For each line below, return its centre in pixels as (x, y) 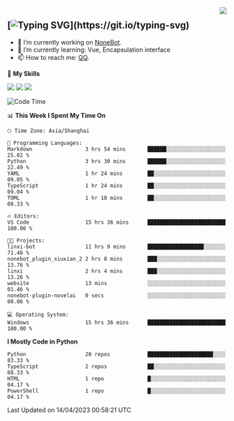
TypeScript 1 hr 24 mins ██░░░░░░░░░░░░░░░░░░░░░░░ (117, 185)
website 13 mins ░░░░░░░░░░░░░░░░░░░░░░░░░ (117, 283)
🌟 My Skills (24, 73)
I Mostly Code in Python (42, 342)
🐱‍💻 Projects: (26, 240)
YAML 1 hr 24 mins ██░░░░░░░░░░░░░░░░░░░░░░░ (117, 174)
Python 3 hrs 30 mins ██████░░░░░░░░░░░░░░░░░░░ (117, 161)
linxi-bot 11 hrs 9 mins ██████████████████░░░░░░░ (117, 247)
